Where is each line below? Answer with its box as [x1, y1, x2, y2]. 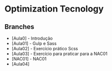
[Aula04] [11, 61, 30, 67]
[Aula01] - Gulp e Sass [11, 41, 57, 46]
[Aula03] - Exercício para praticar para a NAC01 [11, 51, 108, 57]
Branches [4, 23, 35, 31]
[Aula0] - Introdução [11, 35, 53, 41]
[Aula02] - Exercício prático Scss [11, 46, 78, 51]
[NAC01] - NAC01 [11, 56, 47, 61]
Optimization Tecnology [4, 3, 104, 14]
